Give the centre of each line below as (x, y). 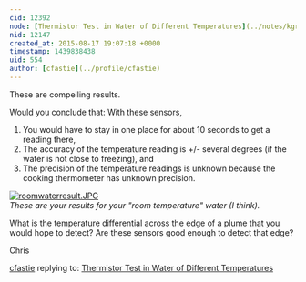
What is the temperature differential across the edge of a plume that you (145, 223)
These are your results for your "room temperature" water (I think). (135, 205)
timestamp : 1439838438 (52, 52)
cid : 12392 (30, 18)
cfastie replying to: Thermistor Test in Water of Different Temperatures (142, 267)
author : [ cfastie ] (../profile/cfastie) (85, 69)
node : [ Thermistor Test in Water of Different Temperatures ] (128, 26)
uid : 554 (26, 60)
